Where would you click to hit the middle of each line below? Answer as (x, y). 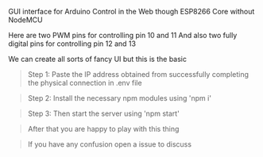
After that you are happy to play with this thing (103, 129)
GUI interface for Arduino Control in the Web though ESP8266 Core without (131, 11)
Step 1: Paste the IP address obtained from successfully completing (138, 74)
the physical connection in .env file (85, 83)
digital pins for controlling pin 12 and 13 (72, 44)
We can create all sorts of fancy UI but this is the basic (97, 59)
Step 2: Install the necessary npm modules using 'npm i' (120, 98)
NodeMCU (25, 20)
